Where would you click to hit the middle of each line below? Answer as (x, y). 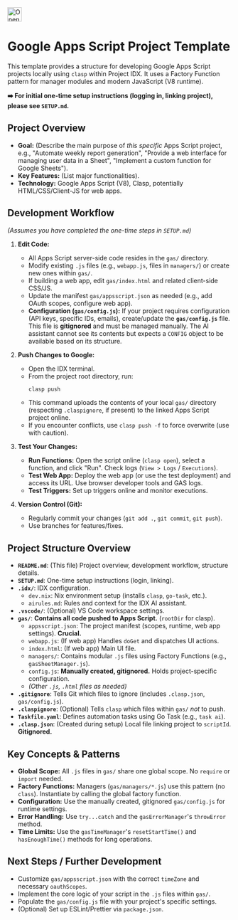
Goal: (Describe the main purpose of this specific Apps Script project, (120, 145)
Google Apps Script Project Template (119, 47)
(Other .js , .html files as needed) (77, 687)
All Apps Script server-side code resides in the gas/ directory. (119, 258)
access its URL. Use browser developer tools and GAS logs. (115, 483)
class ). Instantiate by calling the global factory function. (99, 794)
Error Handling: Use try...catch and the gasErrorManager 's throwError (121, 817)
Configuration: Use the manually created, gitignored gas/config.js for (121, 802)
